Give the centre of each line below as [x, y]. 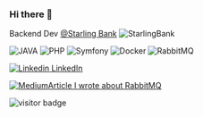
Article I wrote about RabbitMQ [105, 86]
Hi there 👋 [31, 14]
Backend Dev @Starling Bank [63, 34]
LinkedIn [67, 68]
